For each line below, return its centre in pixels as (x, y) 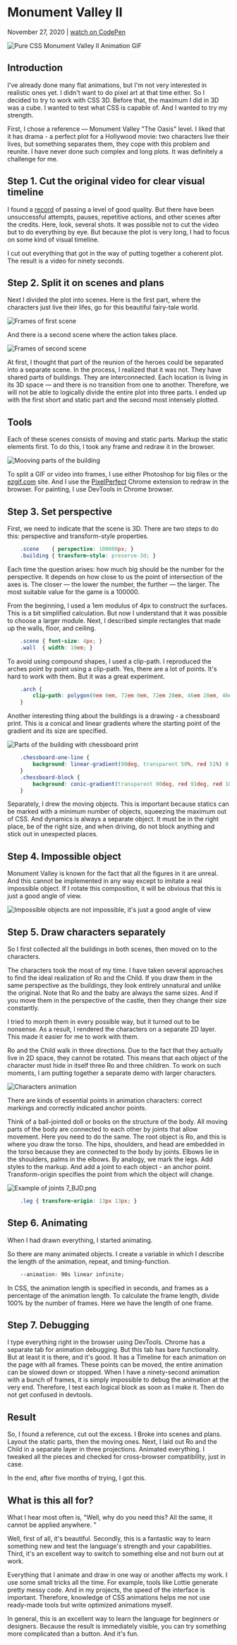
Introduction (35, 68)
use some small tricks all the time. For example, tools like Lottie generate (113, 1582)
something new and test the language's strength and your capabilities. (110, 1546)
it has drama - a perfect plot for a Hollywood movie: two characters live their (118, 136)
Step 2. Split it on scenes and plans (86, 283)
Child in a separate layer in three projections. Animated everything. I (106, 1450)
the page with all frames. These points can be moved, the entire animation (115, 1365)
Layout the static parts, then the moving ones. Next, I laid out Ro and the (112, 1442)
